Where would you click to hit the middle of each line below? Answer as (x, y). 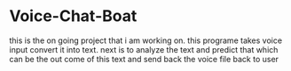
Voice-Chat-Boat (73, 16)
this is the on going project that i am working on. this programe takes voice (145, 40)
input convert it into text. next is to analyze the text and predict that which (144, 49)
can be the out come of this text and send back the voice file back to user (144, 59)
